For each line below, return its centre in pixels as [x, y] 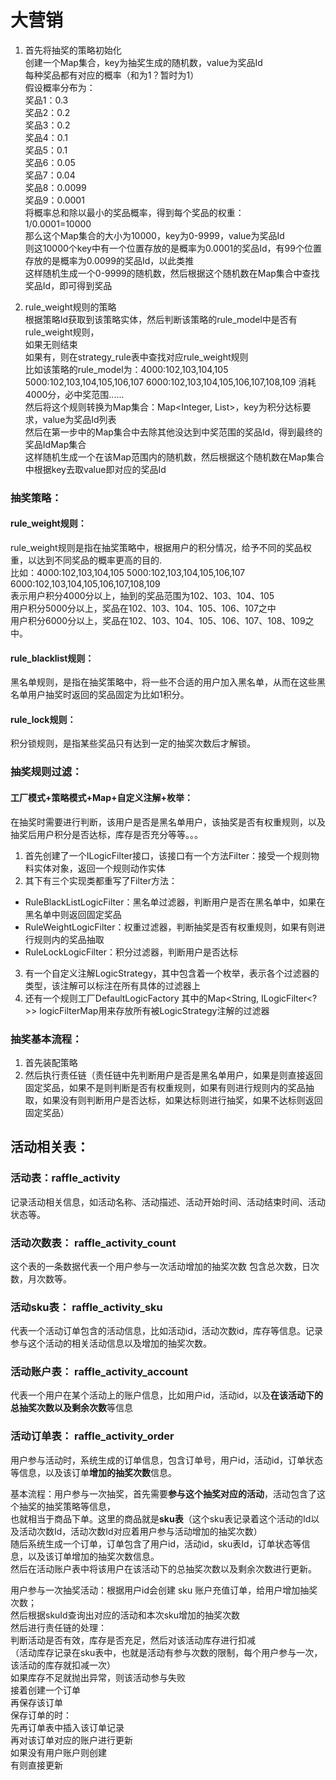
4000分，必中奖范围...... [74, 394]
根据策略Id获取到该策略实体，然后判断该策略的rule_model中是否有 [161, 319]
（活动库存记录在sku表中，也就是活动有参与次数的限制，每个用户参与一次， [166, 1652]
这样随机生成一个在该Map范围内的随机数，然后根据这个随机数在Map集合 [174, 457]
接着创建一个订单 [45, 1690]
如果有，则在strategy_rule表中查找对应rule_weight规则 [136, 357]
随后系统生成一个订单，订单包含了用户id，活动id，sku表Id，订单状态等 [156, 1543]
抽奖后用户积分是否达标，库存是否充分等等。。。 [106, 834]
